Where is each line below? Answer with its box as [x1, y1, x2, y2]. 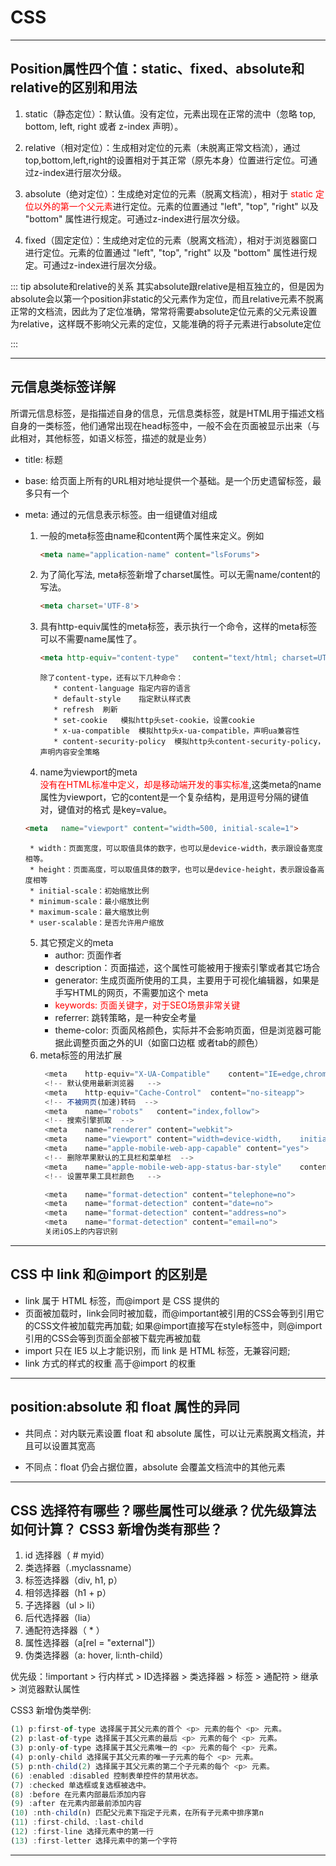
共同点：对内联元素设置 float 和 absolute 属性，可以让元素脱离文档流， [24, 1427, 317, 1439]
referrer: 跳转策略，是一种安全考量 [54, 1012, 197, 1024]
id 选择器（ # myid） [24, 1549, 110, 1561]
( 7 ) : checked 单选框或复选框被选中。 [10, 1780, 151, 1790]
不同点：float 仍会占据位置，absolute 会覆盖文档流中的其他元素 [24, 1461, 286, 1473]
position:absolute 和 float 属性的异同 [10, 1399, 240, 1416]
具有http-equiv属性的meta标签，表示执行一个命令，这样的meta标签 [39, 621, 318, 633]
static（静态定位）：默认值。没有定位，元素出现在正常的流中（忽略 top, [24, 107, 317, 120]
